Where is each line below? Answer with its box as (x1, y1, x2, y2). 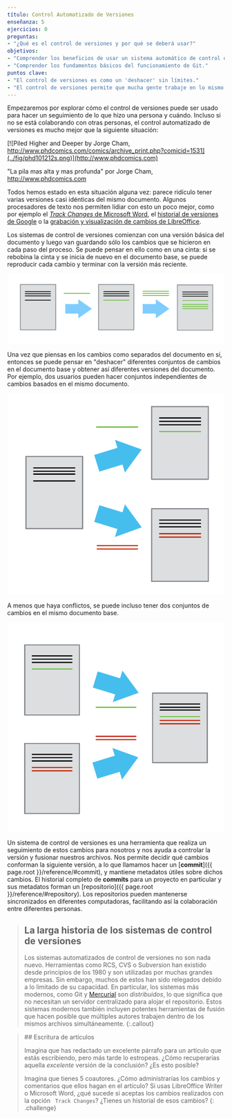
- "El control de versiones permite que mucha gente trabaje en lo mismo (7, 84, 224, 91)
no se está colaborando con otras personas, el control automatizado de (7, 118, 211, 127)
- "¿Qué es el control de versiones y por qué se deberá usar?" (7, 40, 196, 48)
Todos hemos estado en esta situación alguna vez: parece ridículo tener (7, 188, 213, 196)
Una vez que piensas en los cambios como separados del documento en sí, (7, 350, 222, 359)
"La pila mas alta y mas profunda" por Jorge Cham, (7, 167, 153, 176)
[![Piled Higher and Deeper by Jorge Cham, (7, 139, 130, 148)
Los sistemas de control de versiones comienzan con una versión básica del (7, 231, 224, 239)
